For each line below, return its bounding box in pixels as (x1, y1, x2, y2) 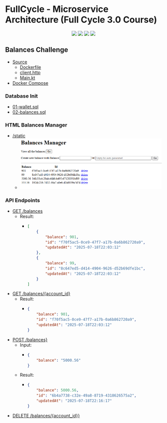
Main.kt (19, 75, 36, 81)
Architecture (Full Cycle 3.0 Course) (5, 14, 158, 25)
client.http (19, 69, 41, 75)
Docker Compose (12, 80, 49, 86)
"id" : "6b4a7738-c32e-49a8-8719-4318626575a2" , (36, 393, 137, 398)
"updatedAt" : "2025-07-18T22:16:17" (36, 399, 112, 404)
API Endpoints (5, 197, 40, 204)
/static (12, 133, 26, 139)
